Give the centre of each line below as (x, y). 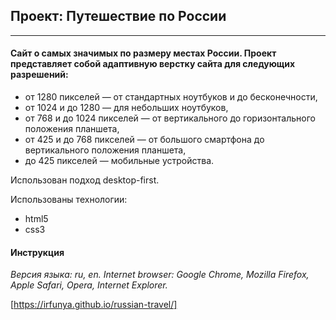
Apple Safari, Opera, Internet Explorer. (89, 285)
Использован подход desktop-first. (85, 180)
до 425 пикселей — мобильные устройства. (119, 161)
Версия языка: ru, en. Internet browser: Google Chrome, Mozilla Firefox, (160, 275)
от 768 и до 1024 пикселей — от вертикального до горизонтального (170, 118)
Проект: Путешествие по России (118, 16)
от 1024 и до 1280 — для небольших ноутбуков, (126, 108)
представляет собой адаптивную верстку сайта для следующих (153, 64)
